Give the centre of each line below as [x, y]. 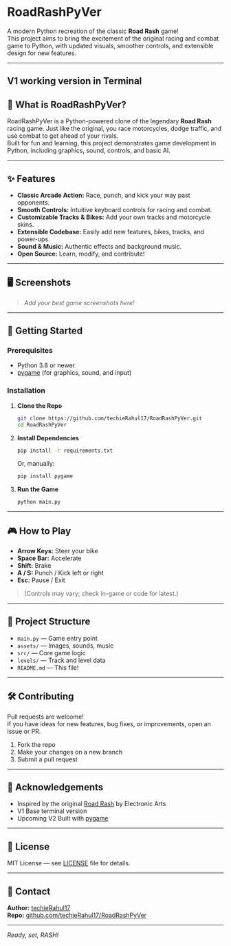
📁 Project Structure [49, 622]
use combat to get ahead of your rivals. [63, 136]
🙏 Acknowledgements [55, 787]
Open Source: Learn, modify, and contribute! [81, 254]
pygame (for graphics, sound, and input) [74, 373]
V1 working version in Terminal [75, 81]
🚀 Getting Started [45, 331]
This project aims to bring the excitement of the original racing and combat [113, 38]
